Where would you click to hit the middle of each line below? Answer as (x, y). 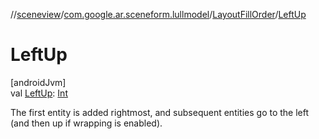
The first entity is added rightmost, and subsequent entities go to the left (160, 112)
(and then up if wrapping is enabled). (86, 123)
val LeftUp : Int (39, 93)
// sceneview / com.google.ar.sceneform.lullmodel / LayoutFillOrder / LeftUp (158, 14)
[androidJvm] (38, 82)
